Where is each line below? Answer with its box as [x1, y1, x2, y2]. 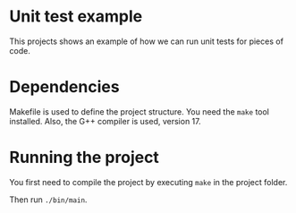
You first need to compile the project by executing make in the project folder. [9, 176, 288, 187]
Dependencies [9, 77, 120, 98]
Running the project [9, 148, 159, 167]
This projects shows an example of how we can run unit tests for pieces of [9, 36, 284, 47]
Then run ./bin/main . [9, 194, 88, 205]
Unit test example [9, 6, 143, 27]
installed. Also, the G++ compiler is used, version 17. [9, 115, 201, 126]
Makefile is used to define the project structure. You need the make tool [9, 106, 270, 117]
